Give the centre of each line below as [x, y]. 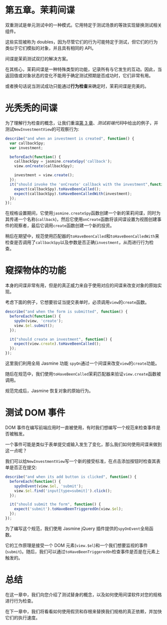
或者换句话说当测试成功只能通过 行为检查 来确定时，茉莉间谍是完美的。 [77, 86]
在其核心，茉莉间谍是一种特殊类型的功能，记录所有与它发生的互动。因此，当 [83, 69]
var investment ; [26, 148]
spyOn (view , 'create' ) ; [39, 321]
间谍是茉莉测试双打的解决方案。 [38, 58]
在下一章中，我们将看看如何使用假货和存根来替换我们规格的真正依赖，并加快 [83, 611]
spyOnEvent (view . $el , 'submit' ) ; [49, 486]
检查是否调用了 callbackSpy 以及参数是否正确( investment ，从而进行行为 [77, 242]
